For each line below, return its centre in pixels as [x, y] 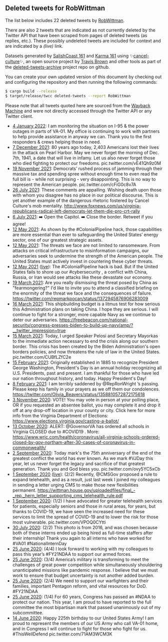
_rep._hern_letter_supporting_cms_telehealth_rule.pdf [68, 495]
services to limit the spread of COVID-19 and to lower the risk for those [85, 517]
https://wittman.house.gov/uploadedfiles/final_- [86, 490]
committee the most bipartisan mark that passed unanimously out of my [86, 607]
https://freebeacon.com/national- [94, 320]
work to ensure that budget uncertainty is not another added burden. [83, 575]
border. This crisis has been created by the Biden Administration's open [86, 346]
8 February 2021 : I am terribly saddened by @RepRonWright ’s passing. [86, 383]
